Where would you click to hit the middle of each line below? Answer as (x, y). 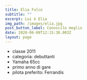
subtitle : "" (18, 14)
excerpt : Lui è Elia (26, 19)
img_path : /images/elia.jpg (34, 23)
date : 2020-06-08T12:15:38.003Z (38, 33)
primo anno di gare (31, 67)
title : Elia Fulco (24, 10)
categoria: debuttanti (33, 56)
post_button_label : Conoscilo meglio (44, 28)
